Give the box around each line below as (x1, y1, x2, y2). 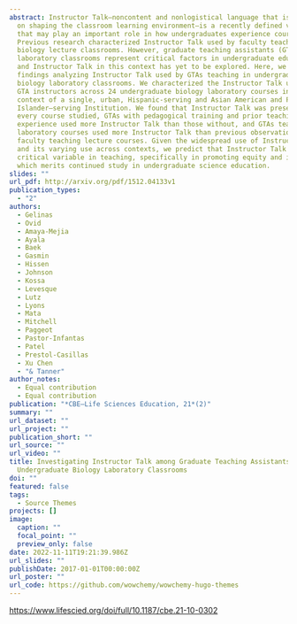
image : (9, 515, 34, 524)
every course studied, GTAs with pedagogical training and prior (17, 112, 263, 120)
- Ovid (17, 219, 42, 227)
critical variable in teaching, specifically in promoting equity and (17, 152, 283, 162)
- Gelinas (17, 210, 53, 220)
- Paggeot (17, 326, 53, 335)
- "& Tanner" (17, 366, 65, 376)
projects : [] (9, 506, 57, 516)
